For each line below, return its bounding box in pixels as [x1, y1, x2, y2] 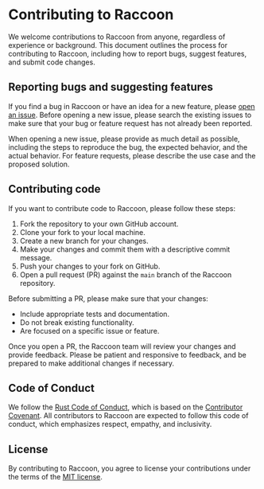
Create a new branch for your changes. [19, 236, 149, 245]
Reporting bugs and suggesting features [8, 80, 213, 94]
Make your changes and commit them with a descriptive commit [19, 244, 231, 254]
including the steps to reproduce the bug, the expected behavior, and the [8, 142, 248, 152]
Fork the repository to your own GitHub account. [19, 219, 179, 229]
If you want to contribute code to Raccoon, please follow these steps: [8, 203, 236, 213]
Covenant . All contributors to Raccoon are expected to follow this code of [8, 411, 249, 421]
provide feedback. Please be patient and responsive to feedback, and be [8, 350, 247, 359]
